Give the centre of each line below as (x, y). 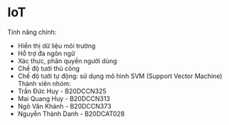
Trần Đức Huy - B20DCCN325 (62, 91)
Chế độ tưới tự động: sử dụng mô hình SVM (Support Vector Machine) (120, 76)
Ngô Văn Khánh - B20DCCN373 (64, 106)
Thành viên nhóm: (44, 83)
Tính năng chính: (32, 32)
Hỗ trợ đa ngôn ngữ (46, 53)
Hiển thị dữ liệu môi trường (57, 45)
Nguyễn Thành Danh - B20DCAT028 (71, 114)
